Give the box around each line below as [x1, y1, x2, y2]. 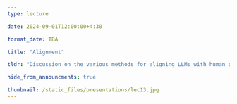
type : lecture [7, 10, 49, 18]
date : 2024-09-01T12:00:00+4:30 [7, 22, 102, 30]
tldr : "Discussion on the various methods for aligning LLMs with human [7, 61, 226, 68]
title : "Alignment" [7, 48, 65, 56]
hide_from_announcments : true [7, 74, 97, 81]
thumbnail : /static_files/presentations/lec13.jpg [7, 86, 159, 93]
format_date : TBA [7, 36, 59, 43]
